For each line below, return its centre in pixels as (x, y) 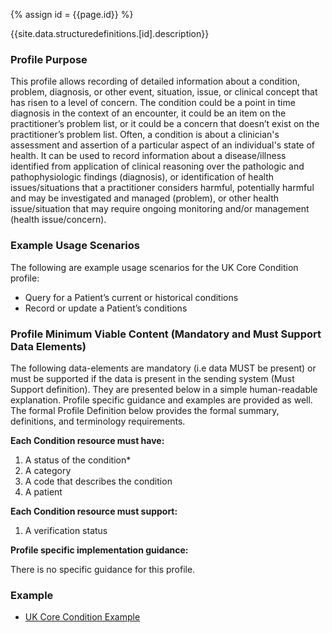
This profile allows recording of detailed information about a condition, (155, 81)
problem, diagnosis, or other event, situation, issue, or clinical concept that (164, 92)
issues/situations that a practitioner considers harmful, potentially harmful (162, 188)
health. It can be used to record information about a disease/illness (148, 156)
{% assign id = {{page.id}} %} (72, 14)
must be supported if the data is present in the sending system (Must (152, 378)
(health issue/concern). (58, 220)
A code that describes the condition (98, 481)
